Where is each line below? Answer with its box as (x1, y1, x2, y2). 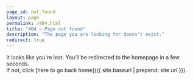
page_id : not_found (6, 8, 56, 15)
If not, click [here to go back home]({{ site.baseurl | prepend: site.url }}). (6, 67, 188, 73)
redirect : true (6, 37, 45, 43)
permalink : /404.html (6, 20, 61, 26)
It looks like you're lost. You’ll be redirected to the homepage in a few (6, 54, 180, 61)
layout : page (6, 15, 40, 21)
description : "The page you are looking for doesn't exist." (6, 32, 165, 38)
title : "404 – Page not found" (6, 25, 86, 32)
